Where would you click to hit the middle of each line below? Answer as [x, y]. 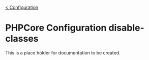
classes [22, 39]
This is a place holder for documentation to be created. [63, 52]
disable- [127, 28]
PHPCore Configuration [56, 28]
